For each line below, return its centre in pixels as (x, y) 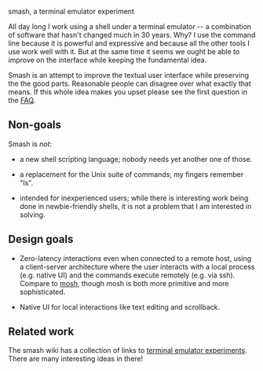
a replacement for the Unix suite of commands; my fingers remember (131, 174)
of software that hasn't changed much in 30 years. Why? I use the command (132, 35)
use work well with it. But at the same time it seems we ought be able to (124, 51)
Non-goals (35, 125)
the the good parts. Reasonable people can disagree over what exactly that (130, 83)
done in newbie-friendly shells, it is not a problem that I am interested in (135, 206)
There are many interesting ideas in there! (76, 359)
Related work (41, 332)
